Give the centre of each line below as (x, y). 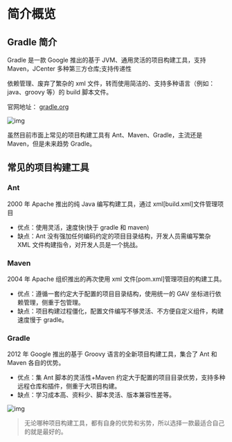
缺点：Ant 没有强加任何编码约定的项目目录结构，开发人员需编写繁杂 (114, 236)
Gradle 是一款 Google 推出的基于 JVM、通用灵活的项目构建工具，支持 (107, 60)
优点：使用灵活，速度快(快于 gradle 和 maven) (83, 227)
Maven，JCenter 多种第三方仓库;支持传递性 (70, 69)
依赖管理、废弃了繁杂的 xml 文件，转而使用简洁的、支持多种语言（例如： (111, 83)
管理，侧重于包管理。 (54, 302)
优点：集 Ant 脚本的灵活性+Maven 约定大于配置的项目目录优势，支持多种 (121, 377)
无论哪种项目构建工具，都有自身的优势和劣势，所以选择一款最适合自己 (124, 423)
